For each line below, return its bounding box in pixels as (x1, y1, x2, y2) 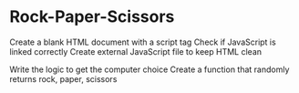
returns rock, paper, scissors (9, 73, 118, 84)
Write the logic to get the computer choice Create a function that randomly (9, 64, 290, 75)
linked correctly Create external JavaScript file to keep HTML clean (9, 46, 263, 57)
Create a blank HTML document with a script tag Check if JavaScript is (9, 36, 276, 47)
